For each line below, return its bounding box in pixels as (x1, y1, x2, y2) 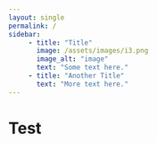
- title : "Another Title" (28, 71, 125, 80)
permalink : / (8, 21, 57, 30)
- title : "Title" (28, 38, 93, 47)
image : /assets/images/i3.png (36, 46, 149, 55)
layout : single (8, 13, 65, 22)
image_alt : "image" (36, 55, 109, 63)
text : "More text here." (36, 80, 128, 88)
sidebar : (8, 29, 41, 38)
